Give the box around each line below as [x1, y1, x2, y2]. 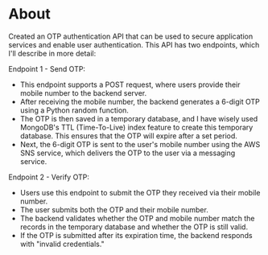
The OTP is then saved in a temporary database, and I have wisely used [19, 113, 258, 123]
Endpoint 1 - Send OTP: [8, 64, 86, 73]
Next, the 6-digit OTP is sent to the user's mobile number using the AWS [19, 139, 261, 149]
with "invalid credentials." [19, 239, 105, 249]
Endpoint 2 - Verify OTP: [8, 172, 90, 182]
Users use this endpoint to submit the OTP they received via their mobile [19, 187, 261, 197]
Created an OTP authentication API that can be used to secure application [8, 31, 254, 41]
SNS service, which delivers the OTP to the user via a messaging [19, 148, 236, 158]
